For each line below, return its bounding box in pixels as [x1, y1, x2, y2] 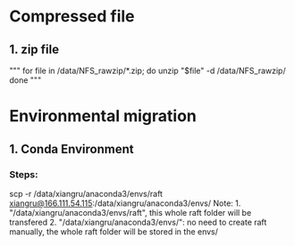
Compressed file [9, 6, 136, 27]
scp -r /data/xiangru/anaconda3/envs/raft [9, 188, 164, 199]
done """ [9, 75, 42, 86]
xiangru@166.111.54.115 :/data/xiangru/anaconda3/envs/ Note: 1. [9, 198, 241, 209]
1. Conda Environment [9, 141, 134, 157]
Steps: [9, 168, 38, 180]
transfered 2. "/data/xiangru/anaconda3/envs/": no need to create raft [9, 217, 267, 227]
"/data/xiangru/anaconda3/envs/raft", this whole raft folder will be [9, 207, 252, 217]
